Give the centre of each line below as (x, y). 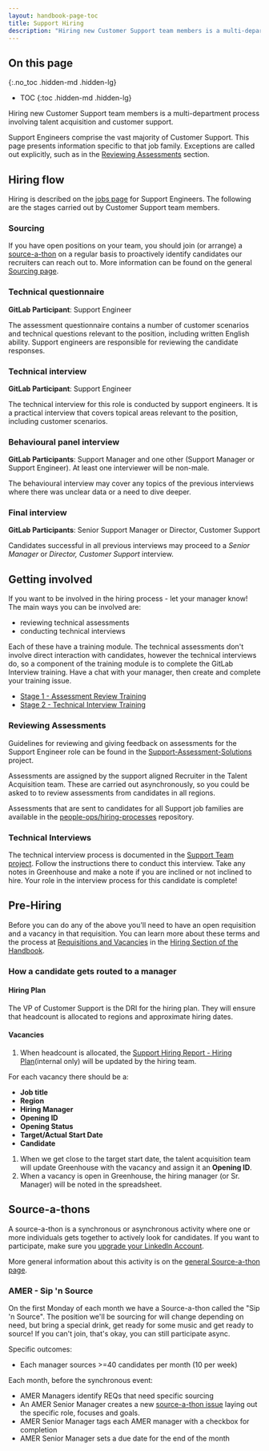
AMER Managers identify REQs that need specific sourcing (116, 1396)
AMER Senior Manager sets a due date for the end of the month (125, 1438)
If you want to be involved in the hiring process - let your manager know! (128, 599)
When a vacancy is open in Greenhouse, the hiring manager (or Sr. (130, 1176)
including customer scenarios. (58, 421)
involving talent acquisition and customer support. (91, 122)
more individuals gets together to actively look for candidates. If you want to (134, 1237)
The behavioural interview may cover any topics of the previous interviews (131, 484)
